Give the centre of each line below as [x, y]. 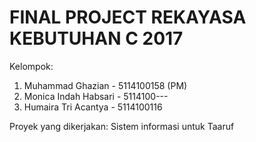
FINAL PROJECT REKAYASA [128, 17]
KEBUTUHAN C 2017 [96, 38]
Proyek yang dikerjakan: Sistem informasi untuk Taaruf [122, 126]
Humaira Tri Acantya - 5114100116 [93, 107]
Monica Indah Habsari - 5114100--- [96, 96]
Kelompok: [31, 66]
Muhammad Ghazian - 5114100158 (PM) [105, 85]
